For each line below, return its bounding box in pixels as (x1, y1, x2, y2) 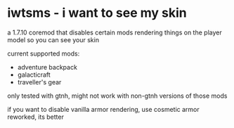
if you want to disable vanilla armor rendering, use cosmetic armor (7, 105, 200, 113)
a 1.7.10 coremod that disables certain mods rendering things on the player (7, 28, 223, 37)
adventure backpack (17, 63, 77, 71)
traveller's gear (17, 77, 62, 86)
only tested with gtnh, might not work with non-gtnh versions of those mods (7, 91, 228, 100)
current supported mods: (7, 49, 80, 58)
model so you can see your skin (7, 35, 100, 44)
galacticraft (17, 70, 51, 79)
